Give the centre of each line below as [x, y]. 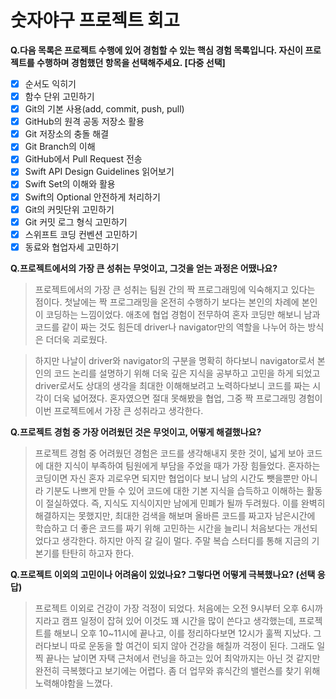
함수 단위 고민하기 [59, 96]
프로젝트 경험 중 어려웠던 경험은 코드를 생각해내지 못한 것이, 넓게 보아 [169, 453]
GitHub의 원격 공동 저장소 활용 [84, 122]
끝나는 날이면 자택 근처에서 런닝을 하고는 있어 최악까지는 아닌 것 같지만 [183, 658]
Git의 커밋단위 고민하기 [69, 209]
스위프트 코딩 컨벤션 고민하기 [81, 234]
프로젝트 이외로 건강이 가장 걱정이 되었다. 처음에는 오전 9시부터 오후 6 [171, 608]
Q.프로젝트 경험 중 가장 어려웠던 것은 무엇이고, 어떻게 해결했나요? [136, 432]
